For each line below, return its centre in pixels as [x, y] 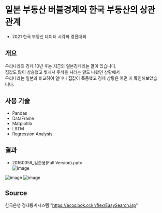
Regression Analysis [32, 134]
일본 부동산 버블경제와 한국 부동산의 [71, 10]
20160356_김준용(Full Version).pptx [47, 163]
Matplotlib [22, 123]
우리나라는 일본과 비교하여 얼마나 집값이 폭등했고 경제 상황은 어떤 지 [69, 78]
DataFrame [23, 118]
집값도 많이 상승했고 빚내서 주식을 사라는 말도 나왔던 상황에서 [62, 72]
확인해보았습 [146, 78]
